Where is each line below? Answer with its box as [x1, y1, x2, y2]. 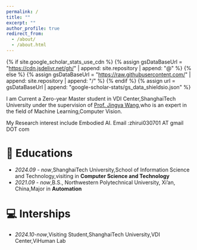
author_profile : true [6, 25, 60, 32]
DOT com [6, 126, 30, 133]
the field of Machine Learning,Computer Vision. [6, 108, 123, 115]
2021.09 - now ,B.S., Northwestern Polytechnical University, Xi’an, [14, 179, 176, 186]
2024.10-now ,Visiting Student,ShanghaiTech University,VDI [14, 230, 161, 238]
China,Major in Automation [14, 185, 82, 192]
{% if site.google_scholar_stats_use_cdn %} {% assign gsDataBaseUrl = [6, 58, 183, 65]
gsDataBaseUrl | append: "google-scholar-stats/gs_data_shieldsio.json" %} [6, 83, 192, 90]
